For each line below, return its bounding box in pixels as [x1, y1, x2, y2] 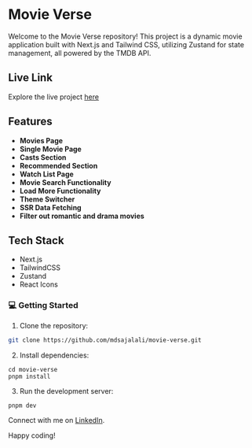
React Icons [19, 280, 59, 289]
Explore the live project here [8, 92, 100, 102]
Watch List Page [19, 169, 75, 179]
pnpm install [8, 372, 51, 380]
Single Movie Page [19, 144, 82, 154]
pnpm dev [8, 402, 37, 409]
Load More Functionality [19, 186, 101, 195]
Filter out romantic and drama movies [19, 211, 145, 220]
